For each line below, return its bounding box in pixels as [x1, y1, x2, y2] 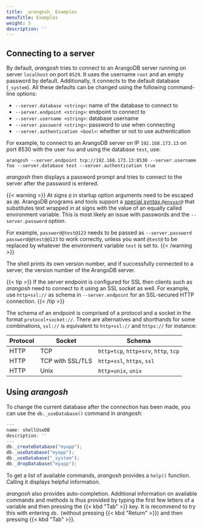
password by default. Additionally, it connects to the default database [6, 77, 180, 85]
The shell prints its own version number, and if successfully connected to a [6, 260, 194, 267]
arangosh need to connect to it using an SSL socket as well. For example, [6, 285, 190, 292]
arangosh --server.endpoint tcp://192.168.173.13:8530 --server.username [6, 158, 197, 164]
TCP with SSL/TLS [40, 357, 93, 365]
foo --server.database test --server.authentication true [6, 163, 156, 169]
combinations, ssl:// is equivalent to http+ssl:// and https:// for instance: [6, 322, 197, 330]
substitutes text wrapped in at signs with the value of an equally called [6, 204, 182, 212]
